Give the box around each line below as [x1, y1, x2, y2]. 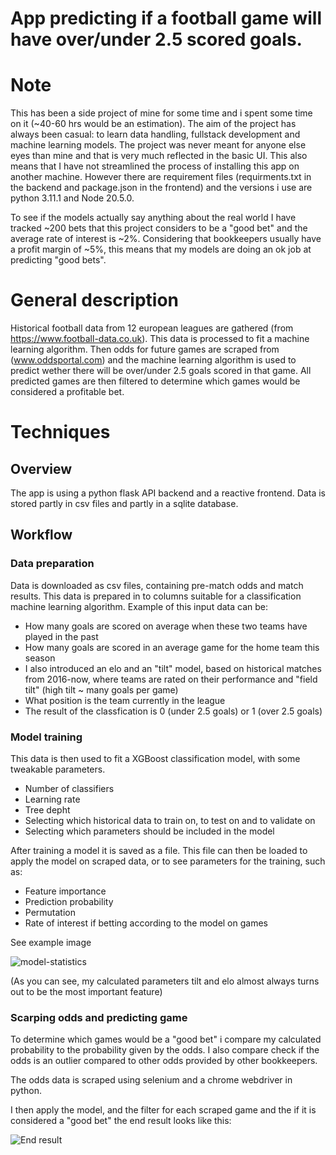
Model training [10, 730, 83, 744]
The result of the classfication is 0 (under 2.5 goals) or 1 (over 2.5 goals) [24, 705, 323, 717]
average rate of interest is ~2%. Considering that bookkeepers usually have [10, 233, 322, 245]
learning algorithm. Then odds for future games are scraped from [10, 343, 280, 356]
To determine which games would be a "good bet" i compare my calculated [10, 1033, 322, 1046]
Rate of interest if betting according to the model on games [24, 917, 268, 929]
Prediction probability [24, 896, 114, 908]
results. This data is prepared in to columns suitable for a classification [10, 590, 302, 602]
